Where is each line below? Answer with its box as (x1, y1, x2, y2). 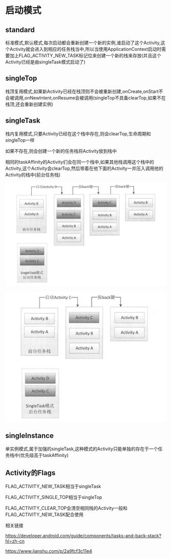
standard (5, 25, 35, 34)
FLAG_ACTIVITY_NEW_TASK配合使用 (5, 511, 83, 517)
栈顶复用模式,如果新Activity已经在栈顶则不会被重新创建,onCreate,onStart (5, 88, 159, 94)
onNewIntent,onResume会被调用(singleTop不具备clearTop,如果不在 (25, 94, 166, 101)
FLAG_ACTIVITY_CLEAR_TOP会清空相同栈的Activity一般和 (5, 505, 128, 511)
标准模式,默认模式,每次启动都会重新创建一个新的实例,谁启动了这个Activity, (5, 39, 161, 46)
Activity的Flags (5, 469, 56, 477)
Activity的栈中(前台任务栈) (5, 171, 60, 177)
